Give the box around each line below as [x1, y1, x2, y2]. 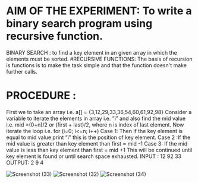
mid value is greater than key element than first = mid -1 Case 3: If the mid [6, 140, 188, 147]
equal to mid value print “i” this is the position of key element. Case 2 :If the [6, 134, 191, 141]
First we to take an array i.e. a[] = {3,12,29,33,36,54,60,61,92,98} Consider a [6, 108, 192, 115]
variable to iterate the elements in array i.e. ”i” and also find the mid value [6, 115, 186, 122]
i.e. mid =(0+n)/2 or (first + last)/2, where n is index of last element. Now [6, 121, 184, 128]
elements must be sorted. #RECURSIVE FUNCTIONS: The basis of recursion [6, 55, 193, 62]
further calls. [6, 68, 37, 75]
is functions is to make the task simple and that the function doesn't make [6, 61, 187, 69]
